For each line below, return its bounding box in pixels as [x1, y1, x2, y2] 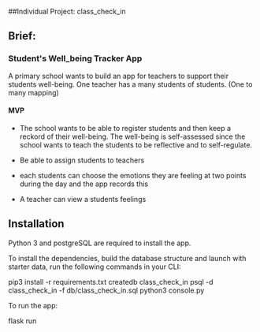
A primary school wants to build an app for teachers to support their [8, 71, 229, 80]
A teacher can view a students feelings [19, 194, 147, 203]
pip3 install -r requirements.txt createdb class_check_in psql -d [8, 277, 214, 286]
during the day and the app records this [19, 179, 148, 188]
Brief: [8, 29, 37, 43]
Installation [8, 217, 65, 231]
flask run [8, 315, 37, 326]
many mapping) [8, 88, 59, 97]
